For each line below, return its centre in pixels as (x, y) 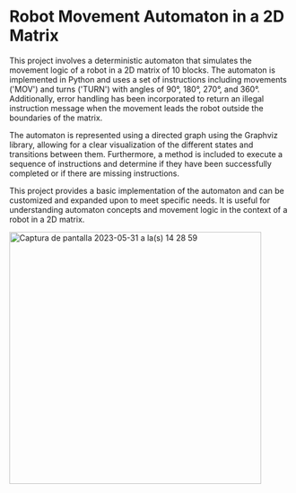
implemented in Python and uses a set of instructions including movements (148, 79)
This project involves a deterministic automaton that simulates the (131, 60)
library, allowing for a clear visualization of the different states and (131, 145)
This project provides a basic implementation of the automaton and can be (147, 190)
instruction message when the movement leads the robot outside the (136, 108)
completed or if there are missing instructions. (95, 173)
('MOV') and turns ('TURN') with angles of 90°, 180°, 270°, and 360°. (135, 89)
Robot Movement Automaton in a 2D (147, 17)
